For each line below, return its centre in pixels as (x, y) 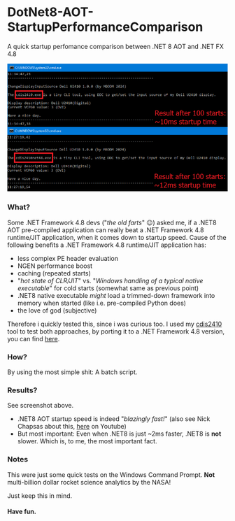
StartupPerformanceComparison (105, 27)
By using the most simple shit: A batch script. (72, 372)
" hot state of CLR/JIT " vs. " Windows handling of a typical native (110, 280)
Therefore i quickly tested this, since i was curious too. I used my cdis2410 (115, 324)
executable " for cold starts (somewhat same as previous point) (108, 288)
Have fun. (22, 512)
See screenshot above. (41, 406)
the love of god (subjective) (57, 310)
